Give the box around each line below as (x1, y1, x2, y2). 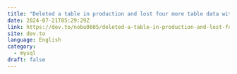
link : (7, 23, 23, 30)
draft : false (7, 56, 46, 63)
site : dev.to (7, 30, 46, 37)
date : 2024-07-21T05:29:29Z (7, 17, 90, 24)
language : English (7, 37, 61, 44)
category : (7, 43, 37, 50)
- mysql (13, 50, 37, 57)
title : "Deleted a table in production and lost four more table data (7, 10, 219, 18)
